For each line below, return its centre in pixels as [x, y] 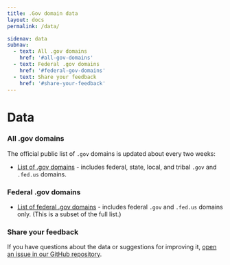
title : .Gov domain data [43, 13]
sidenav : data [27, 38]
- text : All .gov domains [50, 51]
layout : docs [26, 20]
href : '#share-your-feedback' [63, 83]
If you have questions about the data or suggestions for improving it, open [112, 247]
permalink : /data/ [33, 26]
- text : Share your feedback [55, 77]
